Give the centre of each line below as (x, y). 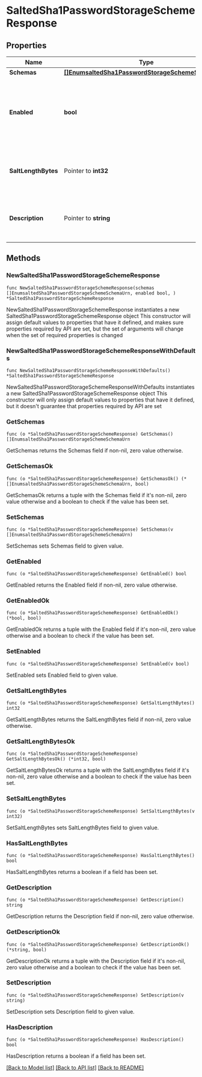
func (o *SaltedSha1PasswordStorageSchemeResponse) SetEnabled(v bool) (98, 664)
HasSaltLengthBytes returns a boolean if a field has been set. (82, 871)
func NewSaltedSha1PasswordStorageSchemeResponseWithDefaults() (88, 370)
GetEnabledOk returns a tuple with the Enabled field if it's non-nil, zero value (101, 629)
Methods (23, 258)
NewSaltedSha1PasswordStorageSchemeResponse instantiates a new (93, 310)
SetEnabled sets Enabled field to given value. (62, 675)
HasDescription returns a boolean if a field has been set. (76, 1056)
